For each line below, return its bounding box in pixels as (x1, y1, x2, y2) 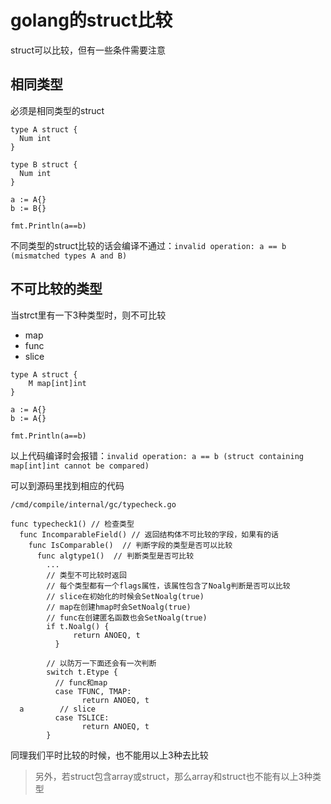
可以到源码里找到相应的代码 (10, 479, 125, 491)
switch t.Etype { (46, 667, 118, 677)
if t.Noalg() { (46, 621, 110, 631)
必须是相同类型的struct (10, 104, 105, 116)
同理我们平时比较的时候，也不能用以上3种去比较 (10, 749, 209, 761)
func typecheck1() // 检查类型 (10, 519, 135, 529)
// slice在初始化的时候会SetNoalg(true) (46, 591, 205, 601)
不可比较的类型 (10, 281, 103, 298)
